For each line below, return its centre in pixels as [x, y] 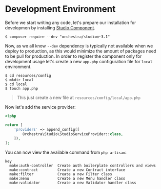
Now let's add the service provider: [40, 107]
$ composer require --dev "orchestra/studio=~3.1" [58, 37]
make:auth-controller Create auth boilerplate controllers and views [83, 166]
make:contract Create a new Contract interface [67, 170]
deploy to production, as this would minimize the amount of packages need [81, 51]
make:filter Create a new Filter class [61, 174]
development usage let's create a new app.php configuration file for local [79, 61]
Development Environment [60, 9]
